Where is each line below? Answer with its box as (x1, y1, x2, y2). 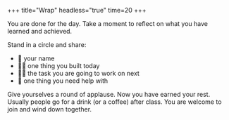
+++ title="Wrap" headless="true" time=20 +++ (7, 6, 147, 14)
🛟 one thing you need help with (17, 76, 109, 85)
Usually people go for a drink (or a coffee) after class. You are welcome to (7, 98, 222, 106)
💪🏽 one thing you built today (17, 62, 100, 69)
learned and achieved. (7, 27, 73, 35)
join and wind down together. (7, 105, 92, 113)
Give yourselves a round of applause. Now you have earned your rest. (7, 91, 211, 98)
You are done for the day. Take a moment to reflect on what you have (7, 20, 209, 27)
